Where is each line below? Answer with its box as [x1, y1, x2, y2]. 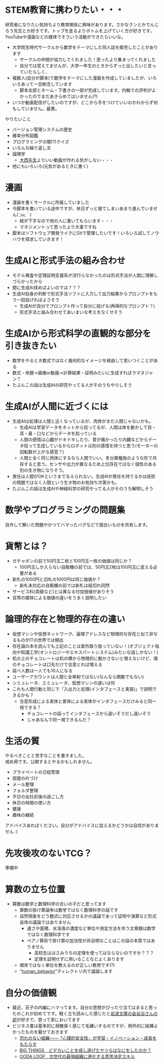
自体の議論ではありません [19, 919, 71, 925]
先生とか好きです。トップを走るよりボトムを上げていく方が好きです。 [13, 27, 154, 33]
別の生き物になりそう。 [19, 467, 67, 473]
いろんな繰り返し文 [12, 145, 51, 151]
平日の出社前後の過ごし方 [12, 794, 64, 800]
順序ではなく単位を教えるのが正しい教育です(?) [19, 962, 115, 968]
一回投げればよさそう [16, 297, 60, 303]
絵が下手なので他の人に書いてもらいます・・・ [19, 218, 114, 224]
